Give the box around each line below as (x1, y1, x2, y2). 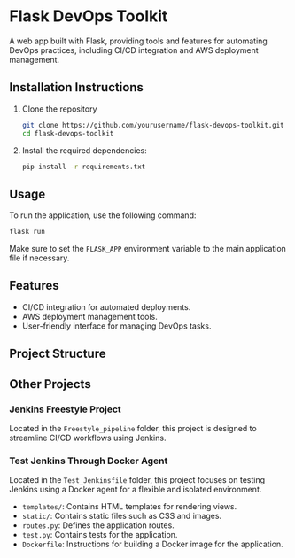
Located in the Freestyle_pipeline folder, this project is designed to (9, 422, 257, 433)
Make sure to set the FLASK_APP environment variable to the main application (9, 244, 286, 254)
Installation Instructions (9, 80, 144, 95)
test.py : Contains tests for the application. (21, 530, 178, 540)
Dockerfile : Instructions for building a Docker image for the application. (21, 539, 283, 550)
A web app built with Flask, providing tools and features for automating (9, 35, 268, 46)
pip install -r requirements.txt (21, 162, 146, 171)
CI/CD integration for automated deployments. (21, 301, 191, 312)
